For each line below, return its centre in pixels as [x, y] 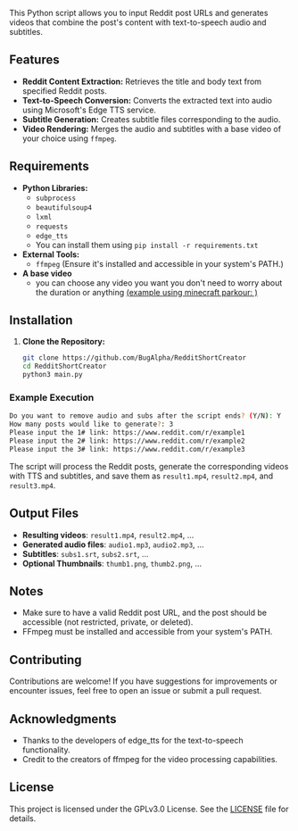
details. [23, 818]
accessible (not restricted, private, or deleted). [108, 622]
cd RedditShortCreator [64, 366]
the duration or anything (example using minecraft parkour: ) [147, 292]
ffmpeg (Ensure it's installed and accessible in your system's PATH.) [159, 263]
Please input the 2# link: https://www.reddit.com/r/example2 [127, 441]
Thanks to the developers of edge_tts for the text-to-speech [132, 740]
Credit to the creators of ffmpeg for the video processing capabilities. [150, 759]
